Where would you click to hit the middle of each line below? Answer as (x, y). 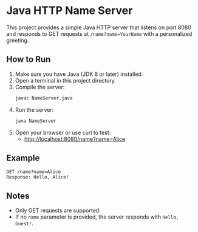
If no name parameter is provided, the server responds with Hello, (97, 217)
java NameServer (36, 121)
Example (23, 158)
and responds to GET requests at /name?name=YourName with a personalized (99, 33)
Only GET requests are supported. (58, 211)
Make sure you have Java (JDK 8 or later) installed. (79, 74)
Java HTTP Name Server (70, 11)
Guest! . (24, 223)
